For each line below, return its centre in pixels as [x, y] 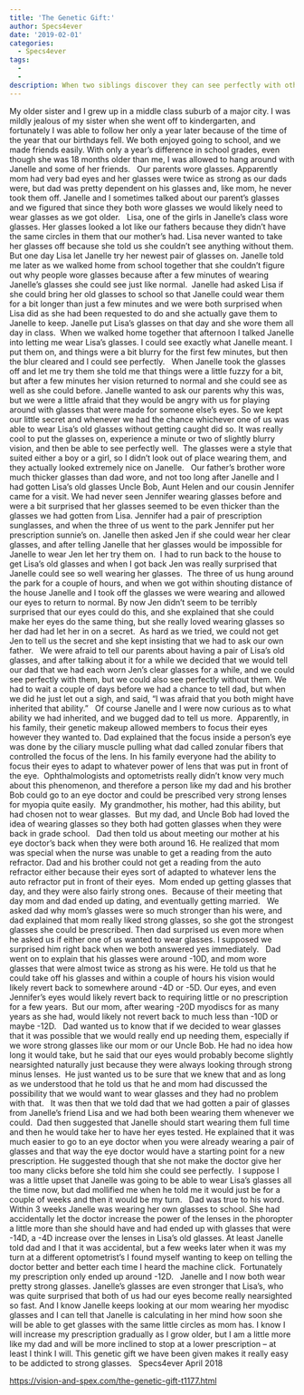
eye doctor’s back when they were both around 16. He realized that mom [144, 843]
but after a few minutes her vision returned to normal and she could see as [148, 381]
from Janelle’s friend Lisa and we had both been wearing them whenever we [152, 1112]
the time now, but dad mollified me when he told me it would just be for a [145, 1189]
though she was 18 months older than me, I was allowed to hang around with [152, 159]
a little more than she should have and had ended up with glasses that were [150, 1228]
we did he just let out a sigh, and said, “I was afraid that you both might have [152, 698]
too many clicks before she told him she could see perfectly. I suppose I [144, 1170]
